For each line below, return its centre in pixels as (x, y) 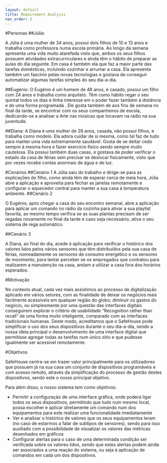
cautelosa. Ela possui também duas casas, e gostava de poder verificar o (80, 152)
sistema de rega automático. (34, 224)
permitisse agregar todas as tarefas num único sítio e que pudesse (74, 337)
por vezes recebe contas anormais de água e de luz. (59, 163)
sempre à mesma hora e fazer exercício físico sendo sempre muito (74, 147)
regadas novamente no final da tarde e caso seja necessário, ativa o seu (80, 219)
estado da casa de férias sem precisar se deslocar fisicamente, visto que (80, 157)
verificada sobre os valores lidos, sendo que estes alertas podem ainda (86, 445)
